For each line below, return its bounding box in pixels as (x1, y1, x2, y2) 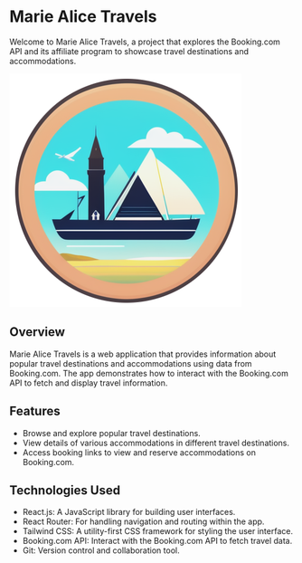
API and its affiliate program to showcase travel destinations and (9, 45, 250, 56)
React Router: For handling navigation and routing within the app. (22, 516, 265, 527)
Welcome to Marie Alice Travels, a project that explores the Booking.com (9, 36, 280, 47)
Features (9, 404, 61, 419)
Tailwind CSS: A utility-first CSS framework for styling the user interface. (22, 526, 294, 537)
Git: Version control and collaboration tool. (22, 545, 180, 556)
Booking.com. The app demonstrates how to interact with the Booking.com (9, 367, 289, 378)
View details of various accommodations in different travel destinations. (22, 437, 290, 448)
